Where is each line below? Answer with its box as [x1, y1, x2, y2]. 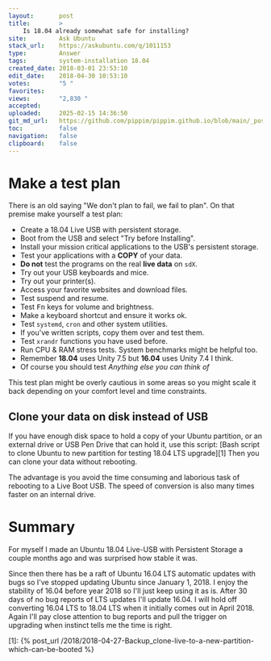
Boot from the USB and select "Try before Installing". [19, 233, 196, 243]
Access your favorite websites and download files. [19, 285, 188, 295]
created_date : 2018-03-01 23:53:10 [8, 65, 128, 73]
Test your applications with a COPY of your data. [19, 251, 183, 261]
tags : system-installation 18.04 [8, 57, 150, 65]
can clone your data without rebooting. [8, 457, 138, 466]
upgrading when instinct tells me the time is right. [8, 621, 173, 630]
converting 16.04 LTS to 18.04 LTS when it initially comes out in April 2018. [8, 603, 255, 613]
